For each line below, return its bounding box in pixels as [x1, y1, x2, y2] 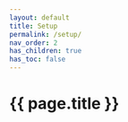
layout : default [9, 13, 70, 22]
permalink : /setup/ [9, 30, 82, 39]
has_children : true [9, 47, 82, 56]
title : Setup [9, 22, 58, 30]
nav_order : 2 [9, 38, 58, 48]
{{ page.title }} [9, 93, 120, 114]
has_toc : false [9, 55, 66, 64]
